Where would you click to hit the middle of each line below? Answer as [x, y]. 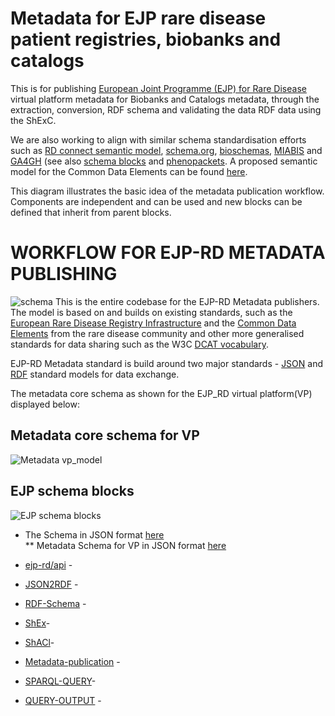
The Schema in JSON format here [94, 534]
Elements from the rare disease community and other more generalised [157, 333]
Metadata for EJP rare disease [138, 18]
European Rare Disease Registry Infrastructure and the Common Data [153, 323]
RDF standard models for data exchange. [95, 374]
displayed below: [45, 404]
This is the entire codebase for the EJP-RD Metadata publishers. [187, 301]
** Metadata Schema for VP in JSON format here [125, 545]
